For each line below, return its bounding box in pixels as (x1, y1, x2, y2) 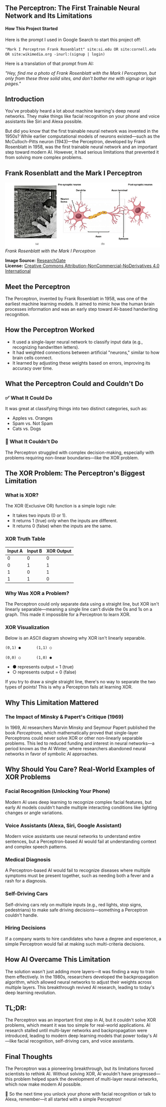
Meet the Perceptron (5, 282, 70, 291)
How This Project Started (5, 25, 58, 31)
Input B (27, 548, 42, 554)
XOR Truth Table (5, 535, 46, 542)
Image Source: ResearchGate (5, 258, 66, 264)
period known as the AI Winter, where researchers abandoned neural (5, 745, 146, 751)
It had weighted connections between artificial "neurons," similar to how (12, 349, 160, 355)
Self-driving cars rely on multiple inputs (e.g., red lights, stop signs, (5, 901, 142, 907)
